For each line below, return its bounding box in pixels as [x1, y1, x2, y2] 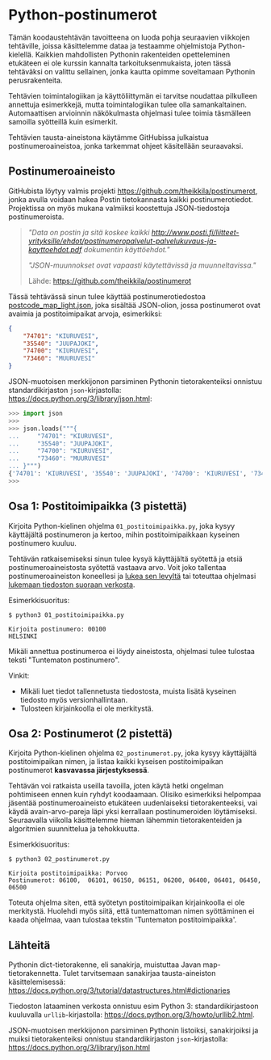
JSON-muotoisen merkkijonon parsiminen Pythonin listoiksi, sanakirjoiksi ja [8, 1025, 259, 1036]
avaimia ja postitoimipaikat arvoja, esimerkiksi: [8, 309, 163, 319]
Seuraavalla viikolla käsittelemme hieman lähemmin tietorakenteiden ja [8, 815, 243, 826]
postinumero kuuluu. [8, 538, 77, 547]
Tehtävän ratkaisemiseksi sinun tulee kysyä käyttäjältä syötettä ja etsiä [8, 554, 244, 564]
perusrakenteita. [8, 75, 63, 85]
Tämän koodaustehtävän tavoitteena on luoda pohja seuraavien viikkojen [8, 32, 250, 42]
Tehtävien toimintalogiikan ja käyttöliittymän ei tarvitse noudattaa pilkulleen [8, 91, 258, 100]
